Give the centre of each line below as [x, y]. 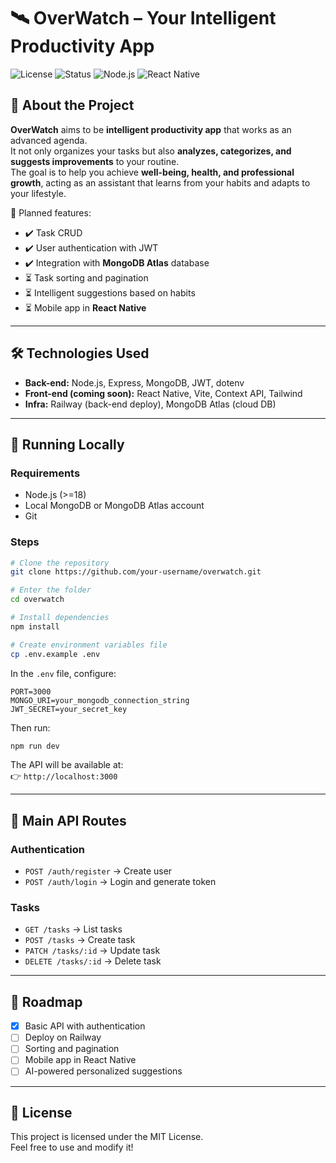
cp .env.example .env [55, 654]
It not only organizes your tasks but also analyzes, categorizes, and [151, 151]
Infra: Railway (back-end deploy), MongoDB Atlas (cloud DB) [150, 404]
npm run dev [35, 746]
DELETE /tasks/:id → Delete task [93, 961]
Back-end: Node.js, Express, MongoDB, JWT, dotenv [134, 382]
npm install [35, 626]
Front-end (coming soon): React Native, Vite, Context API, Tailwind [163, 393]
